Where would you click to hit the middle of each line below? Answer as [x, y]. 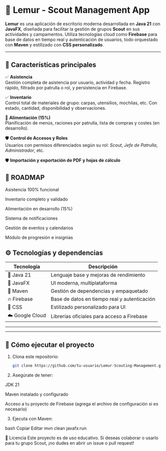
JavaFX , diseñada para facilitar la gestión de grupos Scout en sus [72, 29]
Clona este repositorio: [35, 357]
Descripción [103, 267]
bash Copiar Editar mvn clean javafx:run [46, 428]
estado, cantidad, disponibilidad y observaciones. [56, 108]
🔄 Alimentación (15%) [28, 118]
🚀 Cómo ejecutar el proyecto [50, 345]
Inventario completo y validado [37, 199]
